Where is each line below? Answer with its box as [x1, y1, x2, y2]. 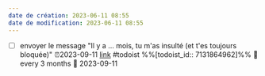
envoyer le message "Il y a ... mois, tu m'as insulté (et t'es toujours [19, 40, 237, 50]
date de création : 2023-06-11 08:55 [8, 11, 129, 20]
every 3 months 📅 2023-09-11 [19, 59, 117, 68]
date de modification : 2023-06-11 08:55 [8, 19, 144, 27]
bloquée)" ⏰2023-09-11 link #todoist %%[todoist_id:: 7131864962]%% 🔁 [19, 49, 259, 59]
